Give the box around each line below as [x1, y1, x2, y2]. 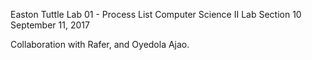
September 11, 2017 [10, 19, 90, 31]
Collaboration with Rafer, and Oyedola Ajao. [10, 39, 190, 50]
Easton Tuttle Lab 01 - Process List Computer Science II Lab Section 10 [10, 9, 302, 20]
